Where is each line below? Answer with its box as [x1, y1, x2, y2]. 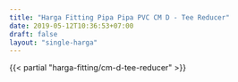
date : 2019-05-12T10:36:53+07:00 [9, 21, 134, 30]
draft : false [9, 29, 58, 38]
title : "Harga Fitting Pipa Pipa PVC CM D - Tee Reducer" [9, 12, 230, 22]
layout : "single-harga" [9, 37, 98, 47]
